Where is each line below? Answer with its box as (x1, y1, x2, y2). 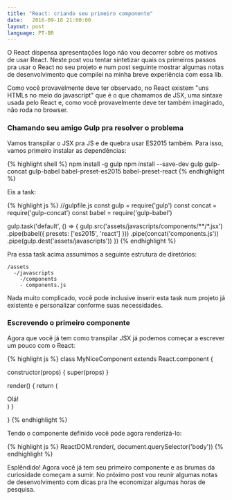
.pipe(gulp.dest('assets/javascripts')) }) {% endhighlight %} (7, 237, 177, 245)
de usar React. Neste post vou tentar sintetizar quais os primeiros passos (7, 56, 216, 64)
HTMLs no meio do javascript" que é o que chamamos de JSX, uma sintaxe (7, 91, 223, 100)
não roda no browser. (7, 106, 69, 114)
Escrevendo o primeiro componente (7, 318, 130, 328)
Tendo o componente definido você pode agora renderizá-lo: (7, 429, 182, 437)
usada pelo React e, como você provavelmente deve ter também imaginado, (7, 98, 224, 107)
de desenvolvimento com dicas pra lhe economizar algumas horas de (7, 478, 206, 486)
